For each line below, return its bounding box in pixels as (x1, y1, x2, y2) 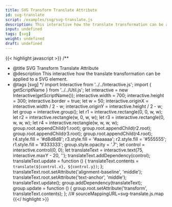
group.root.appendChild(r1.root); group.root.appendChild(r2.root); (12, 125, 152, 131)
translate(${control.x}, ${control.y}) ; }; (12, 163, 104, 170)
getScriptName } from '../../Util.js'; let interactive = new (12, 87, 128, 93)
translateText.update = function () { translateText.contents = (12, 158, 139, 164)
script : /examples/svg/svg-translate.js (5, 17, 93, 22)
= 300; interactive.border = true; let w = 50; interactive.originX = (12, 98, 149, 104)
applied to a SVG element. (12, 76, 68, 82)
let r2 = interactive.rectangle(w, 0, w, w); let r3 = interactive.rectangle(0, (12, 114, 165, 120)
